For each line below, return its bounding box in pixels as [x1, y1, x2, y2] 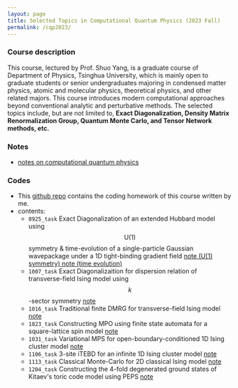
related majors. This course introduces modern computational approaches [7, 93, 225, 102]
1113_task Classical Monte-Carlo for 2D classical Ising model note [28, 357, 222, 366]
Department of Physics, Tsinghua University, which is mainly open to [7, 70, 208, 79]
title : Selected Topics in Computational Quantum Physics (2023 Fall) [7, 17, 221, 24]
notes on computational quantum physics [17, 157, 139, 166]
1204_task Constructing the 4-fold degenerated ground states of [28, 365, 217, 374]
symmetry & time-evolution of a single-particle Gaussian [28, 244, 194, 253]
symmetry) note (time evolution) [28, 259, 123, 268]
